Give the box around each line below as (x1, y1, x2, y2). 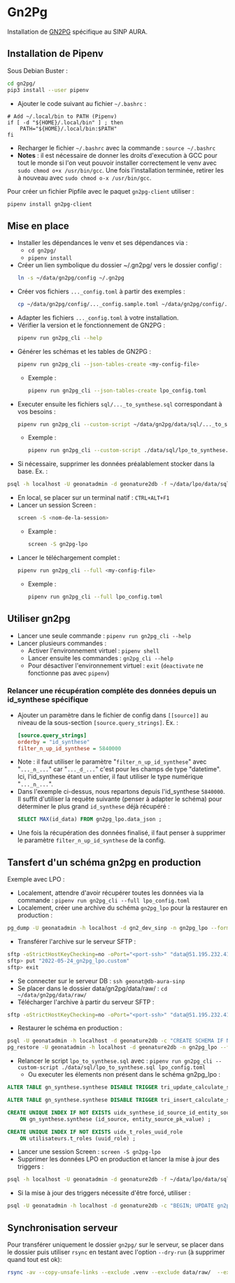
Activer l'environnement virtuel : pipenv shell (27, 646, 159, 655)
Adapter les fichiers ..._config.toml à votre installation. (17, 313, 179, 321)
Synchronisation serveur (7, 1222, 118, 1234)
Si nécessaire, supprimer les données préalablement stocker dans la (17, 460, 215, 468)
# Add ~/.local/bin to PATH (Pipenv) (7, 113, 117, 120)
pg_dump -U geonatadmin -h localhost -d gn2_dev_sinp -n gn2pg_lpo (7, 924, 208, 932)
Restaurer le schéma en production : (17, 1024, 122, 1032)
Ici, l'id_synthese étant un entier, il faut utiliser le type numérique (17, 773, 204, 781)
